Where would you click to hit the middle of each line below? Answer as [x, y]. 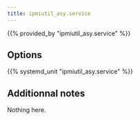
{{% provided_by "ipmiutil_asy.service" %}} [69, 33]
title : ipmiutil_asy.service [49, 13]
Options [25, 55]
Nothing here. [27, 110]
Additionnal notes [46, 93]
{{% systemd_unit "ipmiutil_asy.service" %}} [70, 72]
